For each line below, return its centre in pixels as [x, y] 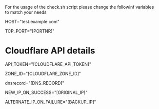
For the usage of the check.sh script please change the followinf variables [79, 7]
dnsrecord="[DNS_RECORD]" [35, 83]
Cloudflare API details [50, 51]
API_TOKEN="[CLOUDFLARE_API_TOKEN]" [48, 64]
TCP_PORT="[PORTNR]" [30, 31]
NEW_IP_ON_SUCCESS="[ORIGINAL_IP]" [46, 92]
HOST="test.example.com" [32, 22]
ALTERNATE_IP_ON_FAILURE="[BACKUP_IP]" [51, 102]
